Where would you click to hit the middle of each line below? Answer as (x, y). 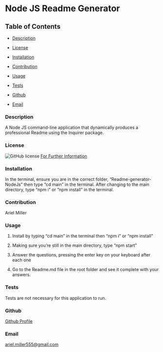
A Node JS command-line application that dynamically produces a (72, 128)
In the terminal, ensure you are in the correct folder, (57, 179)
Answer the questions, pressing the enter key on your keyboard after (81, 255)
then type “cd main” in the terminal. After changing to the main (87, 184)
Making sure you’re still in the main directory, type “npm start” (74, 245)
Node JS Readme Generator (63, 9)
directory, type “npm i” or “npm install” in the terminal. (59, 189)
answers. (21, 275)
